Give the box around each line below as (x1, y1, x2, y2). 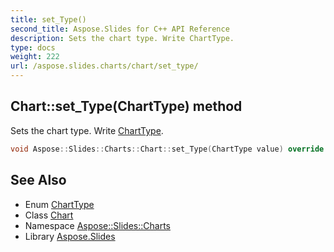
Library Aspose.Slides (24, 230, 116, 242)
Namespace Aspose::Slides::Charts (24, 219, 171, 231)
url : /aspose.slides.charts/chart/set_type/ (10, 61, 199, 71)
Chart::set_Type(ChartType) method (10, 98, 243, 115)
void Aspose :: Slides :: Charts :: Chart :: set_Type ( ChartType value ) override (10, 144, 325, 154)
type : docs (10, 42, 56, 53)
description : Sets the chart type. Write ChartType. (10, 33, 235, 43)
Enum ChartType (24, 198, 95, 210)
